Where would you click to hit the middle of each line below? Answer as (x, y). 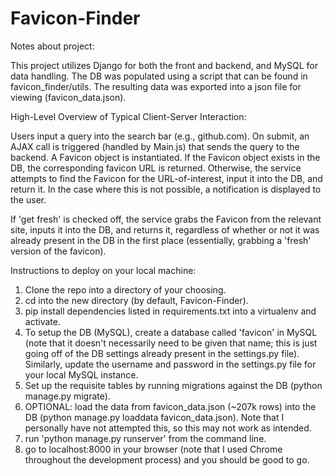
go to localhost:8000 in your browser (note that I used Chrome (153, 449)
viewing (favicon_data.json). (68, 97)
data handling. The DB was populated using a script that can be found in (159, 76)
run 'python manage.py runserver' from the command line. (145, 438)
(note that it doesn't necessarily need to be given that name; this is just (171, 343)
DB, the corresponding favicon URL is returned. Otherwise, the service (156, 168)
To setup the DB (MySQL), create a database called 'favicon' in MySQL (171, 332)
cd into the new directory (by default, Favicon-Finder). (136, 300)
